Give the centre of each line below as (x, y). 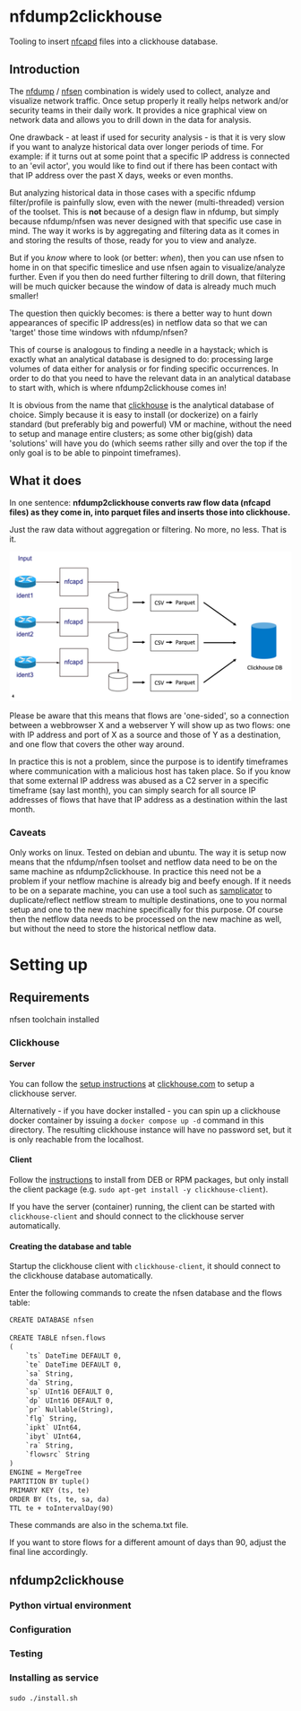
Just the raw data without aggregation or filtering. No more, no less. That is (148, 529)
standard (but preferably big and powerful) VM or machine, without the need (150, 424)
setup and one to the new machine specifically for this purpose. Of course (146, 909)
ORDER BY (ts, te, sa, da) (60, 1499)
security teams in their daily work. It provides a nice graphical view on (138, 110)
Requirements (49, 998)
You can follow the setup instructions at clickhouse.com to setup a (132, 1083)
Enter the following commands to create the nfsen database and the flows (146, 1293)
